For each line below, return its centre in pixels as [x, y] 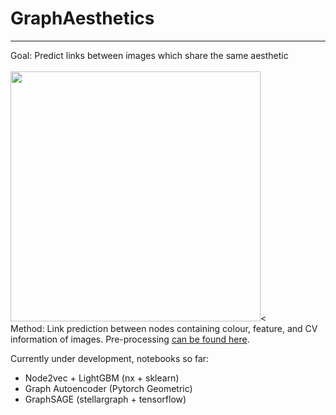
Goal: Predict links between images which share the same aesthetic [149, 55]
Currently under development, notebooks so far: [110, 358]
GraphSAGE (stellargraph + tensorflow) [105, 399]
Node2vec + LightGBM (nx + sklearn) [102, 378]
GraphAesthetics [82, 18]
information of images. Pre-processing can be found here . [130, 339]
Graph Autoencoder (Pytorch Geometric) [108, 388]
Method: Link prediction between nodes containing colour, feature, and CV [164, 328]
